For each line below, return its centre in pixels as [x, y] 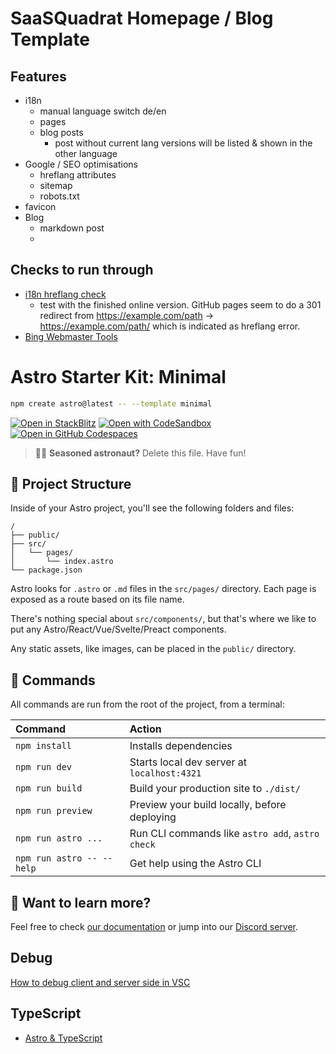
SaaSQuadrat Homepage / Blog [142, 18]
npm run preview [54, 811]
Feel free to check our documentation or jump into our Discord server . [154, 927]
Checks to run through [82, 270]
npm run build [49, 788]
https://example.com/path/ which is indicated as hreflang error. [170, 326]
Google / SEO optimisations [81, 164]
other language [86, 153]
